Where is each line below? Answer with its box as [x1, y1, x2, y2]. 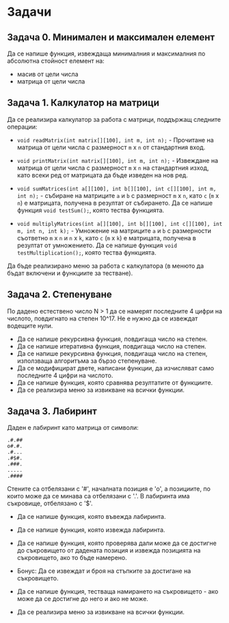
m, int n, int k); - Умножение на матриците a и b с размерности [16, 227, 212, 235]
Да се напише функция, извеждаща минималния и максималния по [7, 49, 206, 58]
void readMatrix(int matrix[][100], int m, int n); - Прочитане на [16, 136, 214, 144]
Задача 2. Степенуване [7, 289, 112, 301]
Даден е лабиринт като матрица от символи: [7, 424, 139, 432]
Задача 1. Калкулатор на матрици [7, 97, 159, 109]
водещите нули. [7, 321, 53, 329]
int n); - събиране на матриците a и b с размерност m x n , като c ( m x [16, 191, 219, 199]
